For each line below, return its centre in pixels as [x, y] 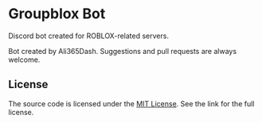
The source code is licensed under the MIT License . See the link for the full [131, 103]
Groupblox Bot [57, 14]
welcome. [24, 60]
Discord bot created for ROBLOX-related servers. [89, 36]
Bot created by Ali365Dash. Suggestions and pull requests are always [123, 51]
